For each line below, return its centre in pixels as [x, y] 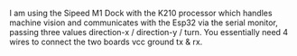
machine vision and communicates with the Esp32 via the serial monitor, [144, 23]
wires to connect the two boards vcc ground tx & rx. [106, 42]
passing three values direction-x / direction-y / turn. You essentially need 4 [149, 32]
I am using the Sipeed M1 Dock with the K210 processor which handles [141, 13]
